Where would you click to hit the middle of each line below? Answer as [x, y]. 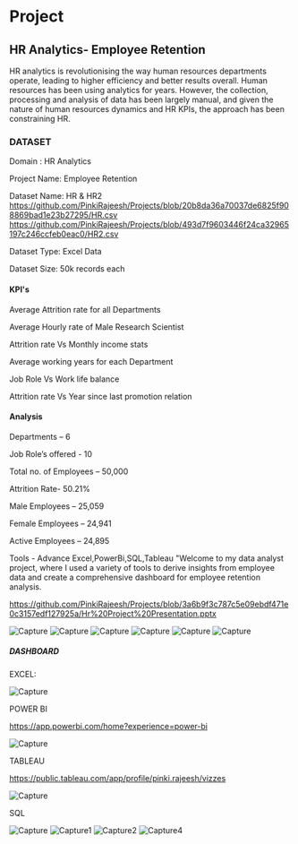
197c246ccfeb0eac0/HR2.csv [64, 234]
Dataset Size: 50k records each [67, 269]
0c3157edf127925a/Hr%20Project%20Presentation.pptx [113, 613]
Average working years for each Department [91, 361]
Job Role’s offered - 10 [51, 453]
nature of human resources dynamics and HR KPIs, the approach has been [147, 109]
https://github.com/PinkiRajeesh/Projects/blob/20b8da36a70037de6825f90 [149, 206]
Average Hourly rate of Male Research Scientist [97, 327]
